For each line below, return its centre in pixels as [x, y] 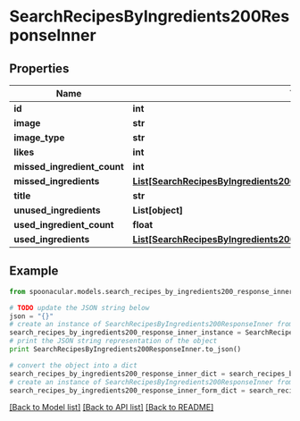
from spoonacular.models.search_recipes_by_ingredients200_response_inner [151, 291]
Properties [39, 68]
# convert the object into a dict [74, 365]
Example [34, 271]
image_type [39, 138]
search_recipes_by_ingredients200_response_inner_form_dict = [127, 391]
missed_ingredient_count [69, 167]
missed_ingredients [57, 181]
